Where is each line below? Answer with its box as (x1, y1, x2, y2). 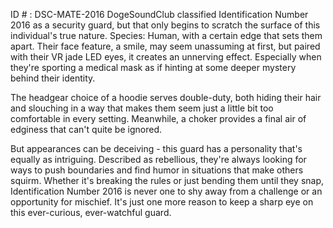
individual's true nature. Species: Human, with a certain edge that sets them (10, 30, 323, 41)
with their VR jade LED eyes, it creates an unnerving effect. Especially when (10, 51, 322, 63)
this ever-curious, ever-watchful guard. (10, 207, 172, 218)
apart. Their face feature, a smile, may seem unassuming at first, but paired (10, 40, 321, 52)
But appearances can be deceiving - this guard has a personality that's (10, 143, 303, 154)
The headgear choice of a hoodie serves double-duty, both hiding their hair (10, 92, 322, 103)
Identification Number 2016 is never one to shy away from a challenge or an (10, 185, 323, 197)
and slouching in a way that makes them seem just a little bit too (10, 102, 274, 114)
